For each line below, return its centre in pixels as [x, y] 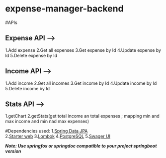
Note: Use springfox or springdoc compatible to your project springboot [81, 146]
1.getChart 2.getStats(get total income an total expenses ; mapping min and [83, 116]
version [13, 151]
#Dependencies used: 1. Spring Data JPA [46, 131]
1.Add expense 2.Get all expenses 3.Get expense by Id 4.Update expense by [83, 50]
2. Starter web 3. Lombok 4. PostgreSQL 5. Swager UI [58, 136]
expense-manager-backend [64, 9]
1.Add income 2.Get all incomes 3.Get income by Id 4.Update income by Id [81, 83]
